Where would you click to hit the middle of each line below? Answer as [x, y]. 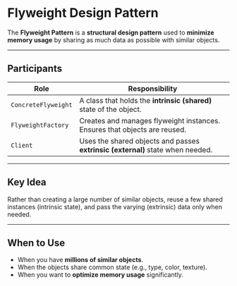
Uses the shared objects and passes [139, 141]
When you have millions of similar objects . [80, 260]
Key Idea [27, 182]
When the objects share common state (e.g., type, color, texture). [113, 267]
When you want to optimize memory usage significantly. [100, 275]
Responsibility [153, 88]
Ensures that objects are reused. [133, 130]
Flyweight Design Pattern [83, 13]
